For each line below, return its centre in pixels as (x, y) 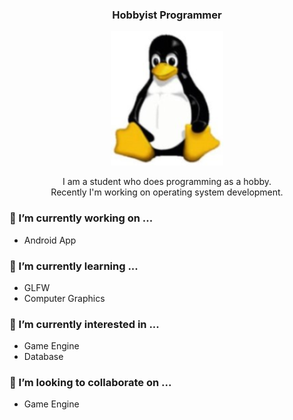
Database (43, 357)
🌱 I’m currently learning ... (74, 266)
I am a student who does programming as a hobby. (167, 182)
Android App (50, 240)
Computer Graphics (64, 298)
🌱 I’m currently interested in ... (84, 324)
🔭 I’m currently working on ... (81, 218)
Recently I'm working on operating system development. (167, 192)
